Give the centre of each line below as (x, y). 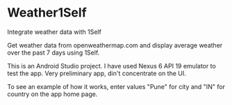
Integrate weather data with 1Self (55, 32)
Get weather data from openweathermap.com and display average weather (115, 45)
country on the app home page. (52, 94)
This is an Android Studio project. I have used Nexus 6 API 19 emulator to (112, 66)
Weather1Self (47, 13)
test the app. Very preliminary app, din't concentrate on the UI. (97, 73)
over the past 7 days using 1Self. (53, 52)
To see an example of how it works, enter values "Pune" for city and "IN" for (116, 86)
